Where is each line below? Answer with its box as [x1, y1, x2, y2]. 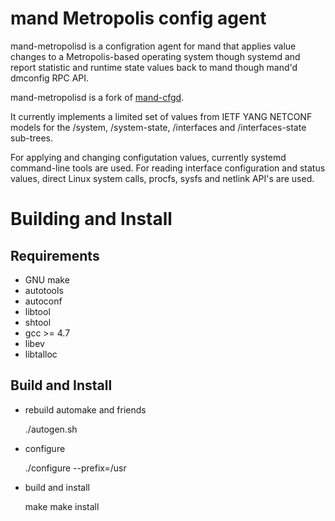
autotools [24, 284, 64, 296]
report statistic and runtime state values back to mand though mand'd [10, 61, 298, 73]
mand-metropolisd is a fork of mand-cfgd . [10, 91, 185, 103]
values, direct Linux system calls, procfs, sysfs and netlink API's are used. [10, 172, 315, 184]
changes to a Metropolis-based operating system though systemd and [10, 50, 301, 62]
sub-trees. [10, 132, 54, 144]
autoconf [24, 295, 63, 307]
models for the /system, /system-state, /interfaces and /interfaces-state [10, 121, 307, 133]
